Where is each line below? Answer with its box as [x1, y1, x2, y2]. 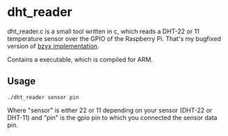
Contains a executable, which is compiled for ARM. [7, 55, 153, 63]
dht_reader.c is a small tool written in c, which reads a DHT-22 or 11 [7, 27, 199, 35]
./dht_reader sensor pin [7, 94, 79, 101]
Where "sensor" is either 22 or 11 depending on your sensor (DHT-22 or [7, 105, 213, 114]
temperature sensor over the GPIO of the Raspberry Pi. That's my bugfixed [7, 34, 221, 42]
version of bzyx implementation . [7, 42, 99, 50]
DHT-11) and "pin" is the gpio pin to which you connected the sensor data [7, 113, 218, 121]
